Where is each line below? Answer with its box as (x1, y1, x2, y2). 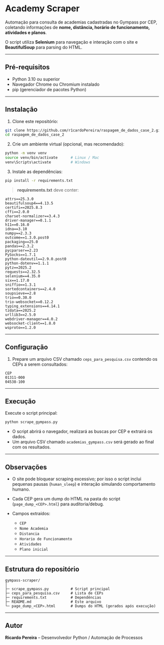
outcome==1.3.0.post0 (5, 235, 49, 240)
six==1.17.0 (5, 278, 29, 283)
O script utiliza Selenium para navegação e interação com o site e (5, 39, 138, 45)
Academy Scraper (5, 3, 80, 14)
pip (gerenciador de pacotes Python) (12, 86, 87, 92)
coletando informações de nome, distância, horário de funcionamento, (5, 24, 150, 30)
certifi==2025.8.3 (5, 205, 42, 210)
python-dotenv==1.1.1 (5, 261, 49, 266)
